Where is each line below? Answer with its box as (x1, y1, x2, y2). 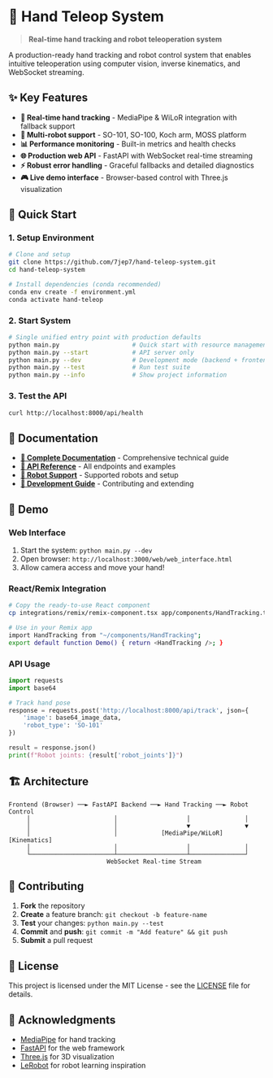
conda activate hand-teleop (8, 295, 104, 303)
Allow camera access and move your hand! (19, 562, 165, 572)
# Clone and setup (8, 251, 71, 259)
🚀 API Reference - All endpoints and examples (19, 461, 176, 471)
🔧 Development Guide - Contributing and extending (19, 479, 194, 489)
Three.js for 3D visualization (19, 1052, 115, 1061)
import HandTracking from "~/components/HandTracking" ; (8, 631, 201, 639)
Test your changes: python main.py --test (19, 919, 164, 928)
